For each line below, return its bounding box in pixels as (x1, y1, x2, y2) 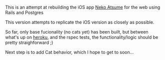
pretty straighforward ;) (5, 39, 53, 45)
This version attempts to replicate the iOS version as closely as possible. (5, 19, 154, 25)
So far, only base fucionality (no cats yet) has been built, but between (5, 29, 148, 34)
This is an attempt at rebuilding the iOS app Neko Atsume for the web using (5, 4, 160, 10)
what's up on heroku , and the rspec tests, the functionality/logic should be (5, 34, 158, 40)
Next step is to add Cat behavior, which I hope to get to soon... (5, 49, 134, 55)
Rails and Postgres (5, 9, 43, 15)
